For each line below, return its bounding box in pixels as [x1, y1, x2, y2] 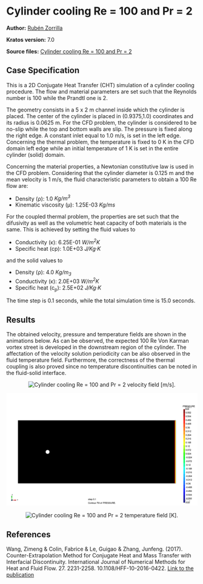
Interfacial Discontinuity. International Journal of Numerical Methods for [6, 559, 186, 566]
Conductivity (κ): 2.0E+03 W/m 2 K [15, 276, 99, 285]
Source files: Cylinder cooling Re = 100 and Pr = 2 [6, 47, 132, 55]
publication [6, 571, 35, 579]
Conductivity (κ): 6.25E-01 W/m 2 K [15, 237, 100, 246]
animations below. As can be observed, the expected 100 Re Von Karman [6, 337, 189, 345]
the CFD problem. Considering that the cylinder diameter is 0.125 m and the [6, 169, 195, 176]
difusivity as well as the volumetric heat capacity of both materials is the [6, 219, 187, 227]
